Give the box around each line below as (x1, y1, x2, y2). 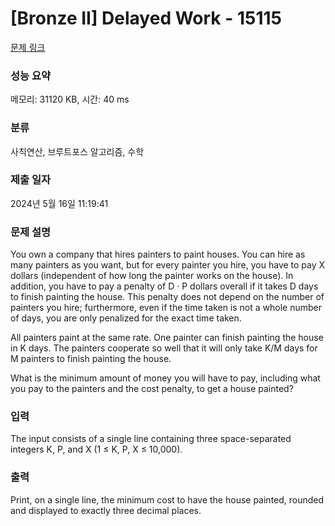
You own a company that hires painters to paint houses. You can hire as (10, 248, 306, 261)
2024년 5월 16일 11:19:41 (10, 197, 109, 209)
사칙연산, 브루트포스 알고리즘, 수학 (10, 145, 145, 157)
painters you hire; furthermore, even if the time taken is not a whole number (10, 302, 323, 314)
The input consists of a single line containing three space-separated (10, 433, 292, 445)
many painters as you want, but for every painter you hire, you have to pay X (10, 259, 326, 271)
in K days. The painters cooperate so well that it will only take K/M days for (10, 342, 318, 354)
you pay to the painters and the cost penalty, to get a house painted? (10, 383, 294, 395)
